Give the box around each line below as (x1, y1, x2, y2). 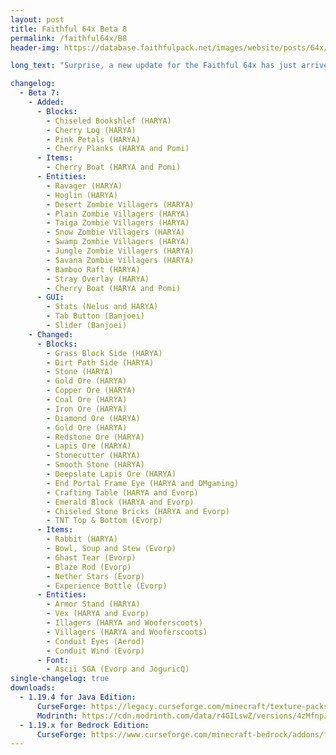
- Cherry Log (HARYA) (46, 125, 137, 135)
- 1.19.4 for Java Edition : (19, 692, 137, 702)
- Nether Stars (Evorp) (46, 571, 145, 581)
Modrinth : (36, 711, 78, 721)
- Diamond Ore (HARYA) (46, 413, 141, 423)
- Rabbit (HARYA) (46, 534, 118, 545)
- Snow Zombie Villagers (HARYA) (46, 227, 186, 238)
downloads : (10, 683, 56, 693)
